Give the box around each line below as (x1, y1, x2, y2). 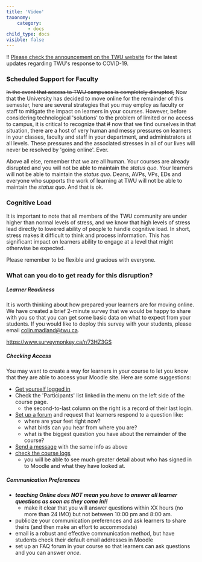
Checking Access (6, 352, 51, 359)
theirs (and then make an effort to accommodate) (14, 523, 137, 531)
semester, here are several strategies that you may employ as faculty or (6, 101, 185, 109)
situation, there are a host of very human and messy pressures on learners (6, 127, 192, 134)
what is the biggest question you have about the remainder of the (24, 431, 187, 438)
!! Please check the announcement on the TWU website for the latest (6, 54, 177, 60)
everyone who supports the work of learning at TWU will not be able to (6, 177, 183, 185)
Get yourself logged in (14, 385, 71, 393)
